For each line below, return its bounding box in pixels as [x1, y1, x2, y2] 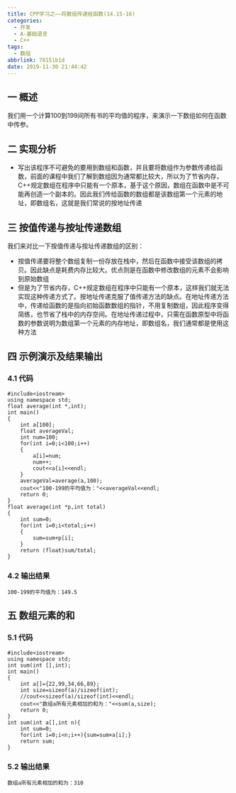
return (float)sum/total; [20, 547, 97, 554]
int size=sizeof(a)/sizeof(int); [20, 687, 119, 694]
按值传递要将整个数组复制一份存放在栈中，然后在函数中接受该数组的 [17, 257, 217, 266]
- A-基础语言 [13, 30, 48, 38]
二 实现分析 [7, 143, 57, 155]
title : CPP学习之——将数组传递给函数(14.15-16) [7, 10, 136, 18]
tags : [7, 43, 23, 50]
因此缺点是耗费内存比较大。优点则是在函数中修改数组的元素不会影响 [30, 266, 229, 274]
